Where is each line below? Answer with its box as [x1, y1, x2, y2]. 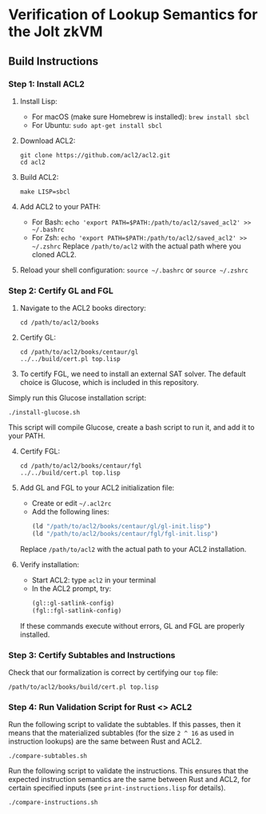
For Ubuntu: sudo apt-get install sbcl [31, 120, 163, 129]
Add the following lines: [31, 507, 109, 517]
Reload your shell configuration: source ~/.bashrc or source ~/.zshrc [19, 265, 249, 275]
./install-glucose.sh [8, 409, 81, 417]
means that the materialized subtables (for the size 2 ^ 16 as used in [8, 729, 234, 738]
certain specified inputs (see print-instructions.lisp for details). [8, 783, 226, 792]
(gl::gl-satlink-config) [31, 599, 115, 607]
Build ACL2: [19, 172, 59, 181]
